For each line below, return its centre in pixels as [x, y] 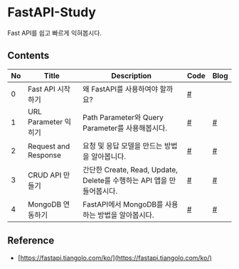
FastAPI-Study [52, 12]
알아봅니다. [109, 156]
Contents [28, 56]
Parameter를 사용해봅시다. [125, 128]
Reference [31, 241]
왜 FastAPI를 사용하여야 [121, 89]
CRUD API [45, 175]
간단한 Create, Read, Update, [130, 170]
